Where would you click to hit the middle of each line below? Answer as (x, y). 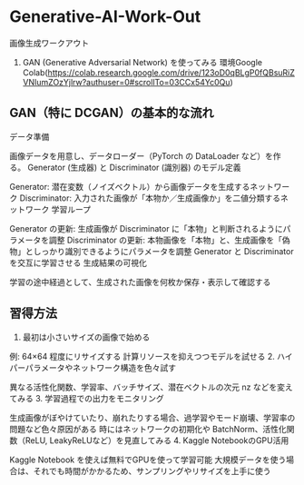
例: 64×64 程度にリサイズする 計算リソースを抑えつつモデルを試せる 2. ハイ (151, 356)
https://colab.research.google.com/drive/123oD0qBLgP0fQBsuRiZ (171, 72)
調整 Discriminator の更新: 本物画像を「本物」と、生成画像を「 (166, 240)
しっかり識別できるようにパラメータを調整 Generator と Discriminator (163, 251)
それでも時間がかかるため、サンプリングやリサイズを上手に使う (152, 470)
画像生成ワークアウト (49, 43)
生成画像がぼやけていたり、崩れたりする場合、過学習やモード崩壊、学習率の (152, 417)
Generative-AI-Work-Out (105, 17)
